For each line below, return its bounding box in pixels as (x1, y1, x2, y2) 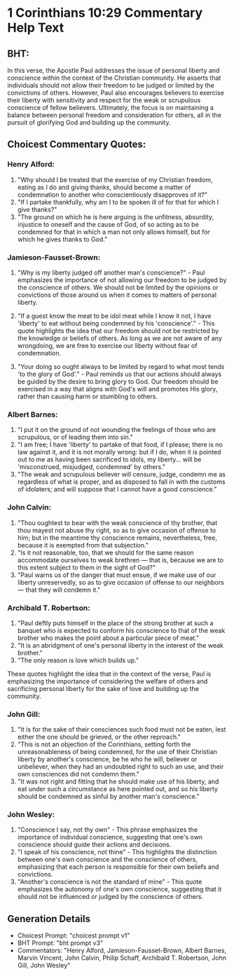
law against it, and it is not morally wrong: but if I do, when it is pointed (17, 448, 221, 456)
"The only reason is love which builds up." (17, 656, 139, 664)
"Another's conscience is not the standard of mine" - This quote (17, 877, 202, 886)
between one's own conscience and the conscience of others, (17, 856, 198, 864)
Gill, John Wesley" (17, 961, 71, 970)
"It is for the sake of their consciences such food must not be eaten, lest (17, 725, 226, 734)
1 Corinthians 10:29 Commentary (7, 5, 203, 21)
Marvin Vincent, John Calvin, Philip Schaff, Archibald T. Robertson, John (17, 954, 226, 962)
